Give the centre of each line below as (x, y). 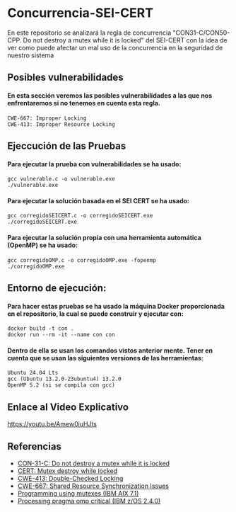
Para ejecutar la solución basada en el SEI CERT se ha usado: (98, 200)
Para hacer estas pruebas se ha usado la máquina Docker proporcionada (116, 306)
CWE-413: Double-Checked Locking (70, 478)
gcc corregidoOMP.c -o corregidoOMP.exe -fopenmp (82, 260)
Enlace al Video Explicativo (68, 407)
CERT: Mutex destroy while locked (67, 471)
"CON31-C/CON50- (201, 33)
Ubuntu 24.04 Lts (33, 373)
